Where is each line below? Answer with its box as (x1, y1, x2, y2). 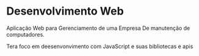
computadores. (6, 30, 45, 38)
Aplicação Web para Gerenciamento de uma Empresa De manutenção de (6, 24, 190, 32)
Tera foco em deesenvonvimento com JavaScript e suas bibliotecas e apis (6, 43, 194, 50)
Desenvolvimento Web (6, 4, 124, 18)
